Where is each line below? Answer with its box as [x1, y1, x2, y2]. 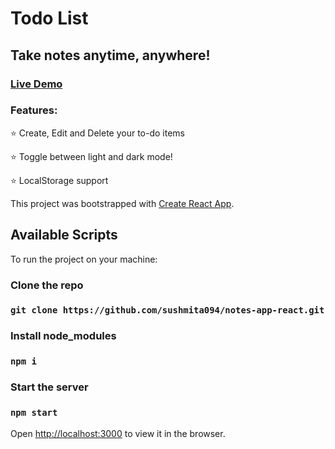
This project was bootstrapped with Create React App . [10, 197, 235, 209]
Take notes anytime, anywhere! [10, 47, 211, 64]
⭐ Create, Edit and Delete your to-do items [10, 127, 186, 139]
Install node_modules [10, 329, 117, 343]
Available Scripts [10, 227, 118, 244]
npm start [10, 407, 58, 419]
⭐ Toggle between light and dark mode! [10, 150, 173, 162]
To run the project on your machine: [10, 253, 158, 265]
